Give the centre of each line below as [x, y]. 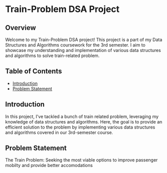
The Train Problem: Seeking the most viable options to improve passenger [81, 160]
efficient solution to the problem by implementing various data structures [80, 127]
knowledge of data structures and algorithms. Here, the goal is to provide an [84, 121]
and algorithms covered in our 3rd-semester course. [59, 132]
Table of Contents [34, 71]
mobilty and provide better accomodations [49, 165]
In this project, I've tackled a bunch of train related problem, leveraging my [82, 116]
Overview [21, 28]
